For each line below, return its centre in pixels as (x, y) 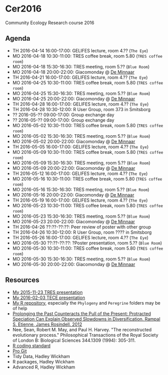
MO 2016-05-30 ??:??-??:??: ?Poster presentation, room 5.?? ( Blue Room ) (87, 243)
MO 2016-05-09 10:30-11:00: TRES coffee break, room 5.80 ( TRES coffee (88, 152)
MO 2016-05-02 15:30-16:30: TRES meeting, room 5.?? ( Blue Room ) (81, 136)
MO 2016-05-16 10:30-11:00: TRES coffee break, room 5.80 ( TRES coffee (87, 178)
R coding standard (32, 345)
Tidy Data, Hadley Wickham (41, 356)
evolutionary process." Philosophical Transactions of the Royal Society (86, 335)
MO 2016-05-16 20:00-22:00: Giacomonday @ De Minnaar (73, 195)
